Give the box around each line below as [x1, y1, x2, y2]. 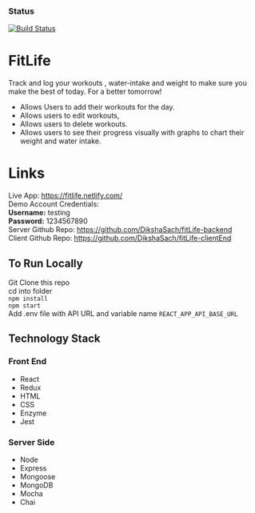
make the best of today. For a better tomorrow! [8, 86, 162, 97]
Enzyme [19, 408, 47, 418]
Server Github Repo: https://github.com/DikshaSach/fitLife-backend [8, 225, 233, 234]
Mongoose [19, 471, 56, 481]
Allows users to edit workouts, [19, 110, 120, 121]
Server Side [8, 436, 55, 447]
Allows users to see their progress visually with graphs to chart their [19, 128, 245, 138]
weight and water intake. [19, 136, 102, 146]
